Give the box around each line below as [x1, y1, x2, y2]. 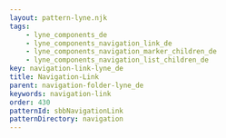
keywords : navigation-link [9, 89, 112, 98]
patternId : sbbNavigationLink [9, 106, 124, 115]
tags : [9, 22, 30, 31]
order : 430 [9, 97, 51, 107]
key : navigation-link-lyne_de [9, 64, 124, 74]
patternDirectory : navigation [9, 114, 124, 123]
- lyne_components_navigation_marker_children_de [25, 47, 218, 56]
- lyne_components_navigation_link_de [25, 38, 172, 48]
